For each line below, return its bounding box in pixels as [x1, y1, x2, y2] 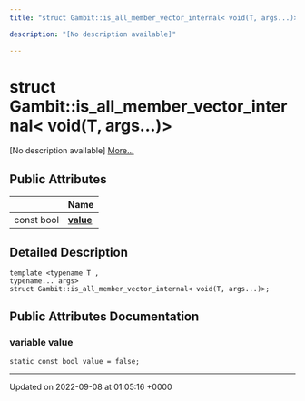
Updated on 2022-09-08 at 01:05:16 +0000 [9, 381, 172, 392]
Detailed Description [9, 244, 129, 259]
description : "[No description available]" [9, 29, 177, 39]
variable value [9, 337, 74, 349]
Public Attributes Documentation [9, 309, 200, 325]
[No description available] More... [9, 145, 134, 156]
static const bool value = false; [9, 357, 141, 366]
